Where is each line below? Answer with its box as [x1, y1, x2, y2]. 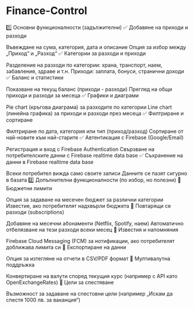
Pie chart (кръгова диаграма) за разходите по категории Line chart [6, 104, 172, 111]
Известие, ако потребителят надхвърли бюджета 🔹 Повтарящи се [6, 202, 171, 209]
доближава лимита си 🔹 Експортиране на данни [6, 243, 126, 250]
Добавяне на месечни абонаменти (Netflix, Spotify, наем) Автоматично [6, 219, 184, 226]
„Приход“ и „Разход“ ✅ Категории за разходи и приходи [6, 50, 146, 57]
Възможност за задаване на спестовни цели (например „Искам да [6, 290, 173, 297]
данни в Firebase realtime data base [6, 158, 94, 165]
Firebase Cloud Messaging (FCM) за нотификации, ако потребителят [6, 237, 175, 244]
